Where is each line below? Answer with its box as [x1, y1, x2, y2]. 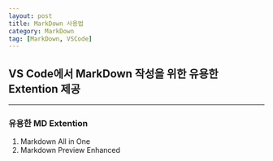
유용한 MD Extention [8, 117, 89, 128]
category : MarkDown [8, 27, 75, 35]
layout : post [8, 11, 53, 20]
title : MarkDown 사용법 [8, 20, 84, 28]
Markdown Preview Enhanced [19, 146, 120, 155]
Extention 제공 [8, 82, 81, 96]
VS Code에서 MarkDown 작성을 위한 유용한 [8, 67, 219, 80]
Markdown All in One [19, 137, 91, 146]
